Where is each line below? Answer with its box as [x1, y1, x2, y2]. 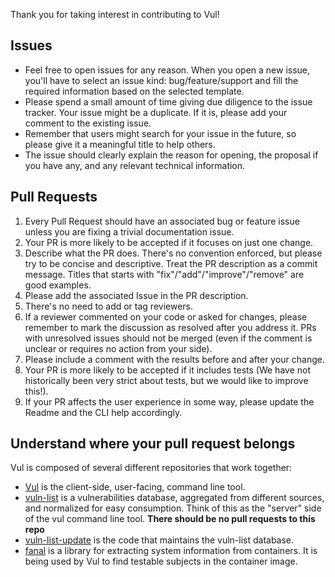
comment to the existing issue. [24, 117, 152, 129]
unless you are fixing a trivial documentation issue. [24, 225, 235, 238]
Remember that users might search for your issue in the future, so [24, 127, 297, 139]
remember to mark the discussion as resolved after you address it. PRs [24, 321, 317, 333]
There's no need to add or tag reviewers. [24, 300, 194, 312]
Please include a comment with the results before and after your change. [24, 353, 326, 365]
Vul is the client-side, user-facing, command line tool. [24, 481, 246, 493]
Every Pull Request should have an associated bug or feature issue [24, 215, 300, 227]
